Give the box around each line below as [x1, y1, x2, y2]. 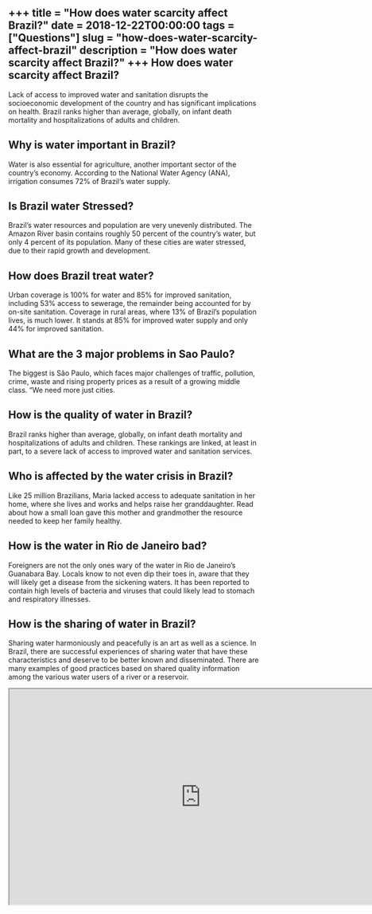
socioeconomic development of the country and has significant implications [8, 98, 257, 108]
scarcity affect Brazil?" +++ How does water [8, 56, 234, 70]
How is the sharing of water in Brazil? [8, 617, 196, 630]
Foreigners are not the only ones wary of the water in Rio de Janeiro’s [8, 560, 236, 570]
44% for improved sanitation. [8, 324, 104, 334]
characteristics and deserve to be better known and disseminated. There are [8, 655, 259, 665]
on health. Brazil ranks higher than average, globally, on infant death [8, 107, 232, 116]
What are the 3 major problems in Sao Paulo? [8, 347, 235, 361]
